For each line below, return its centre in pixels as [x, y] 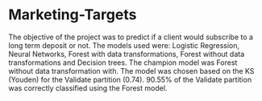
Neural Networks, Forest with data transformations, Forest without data [127, 54]
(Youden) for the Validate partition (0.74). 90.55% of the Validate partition [130, 79]
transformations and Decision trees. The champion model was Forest [123, 63]
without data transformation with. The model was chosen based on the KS [131, 71]
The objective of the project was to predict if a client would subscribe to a [131, 37]
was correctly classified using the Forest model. [88, 88]
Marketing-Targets [73, 15]
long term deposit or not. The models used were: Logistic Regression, [124, 45]
